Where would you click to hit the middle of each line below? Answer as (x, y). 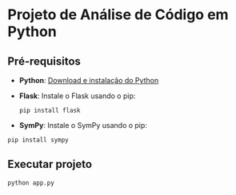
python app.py (31, 183)
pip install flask (50, 110)
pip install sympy (38, 140)
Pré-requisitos (44, 61)
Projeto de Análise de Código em (118, 15)
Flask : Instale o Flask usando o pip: (77, 96)
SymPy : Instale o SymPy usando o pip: (83, 125)
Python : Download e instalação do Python (89, 80)
